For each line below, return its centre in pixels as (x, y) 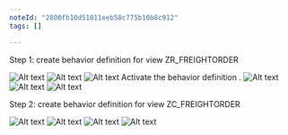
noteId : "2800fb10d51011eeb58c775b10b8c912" (94, 18)
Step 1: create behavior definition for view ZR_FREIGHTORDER (124, 59)
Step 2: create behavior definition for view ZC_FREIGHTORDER (125, 103)
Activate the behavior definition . (181, 76)
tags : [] (26, 26)
